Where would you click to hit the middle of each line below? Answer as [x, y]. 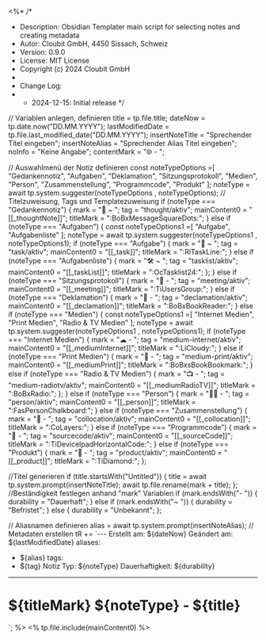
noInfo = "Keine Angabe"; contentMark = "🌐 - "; [86, 151]
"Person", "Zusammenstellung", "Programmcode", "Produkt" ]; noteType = [129, 184]
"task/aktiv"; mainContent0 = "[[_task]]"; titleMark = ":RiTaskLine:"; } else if [131, 252]
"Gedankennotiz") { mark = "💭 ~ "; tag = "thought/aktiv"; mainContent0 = [128, 210]
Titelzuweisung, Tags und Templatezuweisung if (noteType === [112, 201]
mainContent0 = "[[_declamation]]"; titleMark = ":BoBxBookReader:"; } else [131, 306]
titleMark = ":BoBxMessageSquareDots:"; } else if [150, 218]
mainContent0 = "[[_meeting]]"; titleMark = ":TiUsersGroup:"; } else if [122, 289]
